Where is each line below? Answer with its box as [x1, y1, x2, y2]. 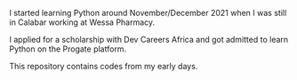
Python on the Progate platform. [9, 44, 127, 54]
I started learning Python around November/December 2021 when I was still [9, 8, 287, 18]
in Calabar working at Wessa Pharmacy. [9, 17, 156, 28]
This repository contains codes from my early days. [9, 61, 198, 71]
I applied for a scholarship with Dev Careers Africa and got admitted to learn [9, 35, 289, 44]
